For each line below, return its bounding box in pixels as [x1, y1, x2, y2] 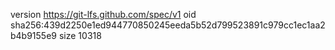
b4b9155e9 [10, 30, 58, 41]
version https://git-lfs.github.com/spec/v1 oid [10, 9, 197, 20]
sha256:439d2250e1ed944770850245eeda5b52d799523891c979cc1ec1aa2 [10, 19, 326, 31]
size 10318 [58, 30, 102, 41]
